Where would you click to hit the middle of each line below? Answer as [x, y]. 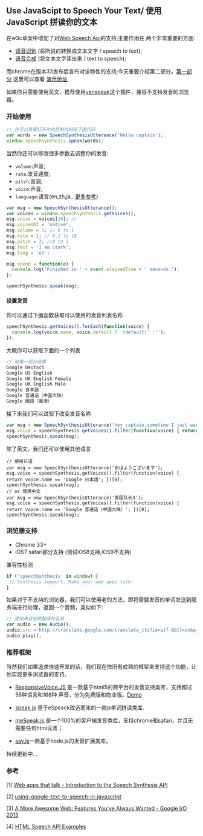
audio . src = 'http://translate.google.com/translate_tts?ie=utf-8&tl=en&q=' [104, 630]
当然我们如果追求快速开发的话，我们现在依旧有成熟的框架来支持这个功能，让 [101, 667]
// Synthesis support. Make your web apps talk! [71, 582]
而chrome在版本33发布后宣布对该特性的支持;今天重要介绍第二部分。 [91, 71]
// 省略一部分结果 [26, 362]
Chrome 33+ [31, 544]
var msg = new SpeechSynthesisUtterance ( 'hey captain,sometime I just [97, 425]
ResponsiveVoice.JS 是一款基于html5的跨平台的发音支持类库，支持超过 [103, 687]
